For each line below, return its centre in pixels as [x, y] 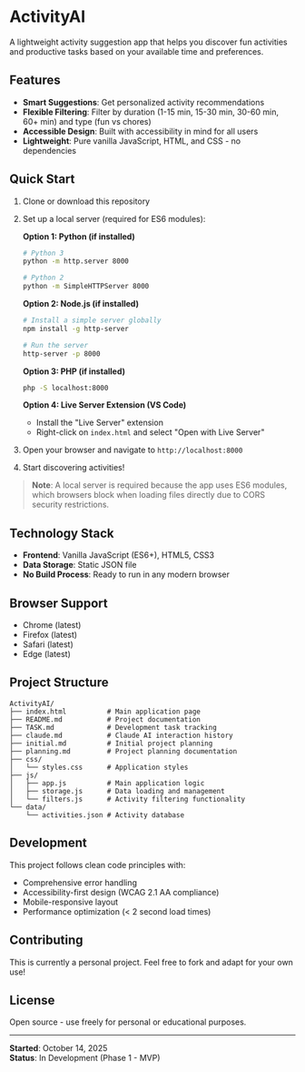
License [32, 1000]
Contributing [46, 941]
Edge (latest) [46, 654]
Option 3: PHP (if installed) [74, 371]
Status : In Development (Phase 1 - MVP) [85, 1058]
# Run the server [55, 345]
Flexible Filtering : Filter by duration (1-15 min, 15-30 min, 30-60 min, [151, 112]
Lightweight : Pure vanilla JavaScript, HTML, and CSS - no [132, 141]
